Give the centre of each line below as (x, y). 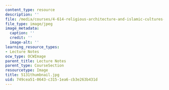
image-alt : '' (24, 42)
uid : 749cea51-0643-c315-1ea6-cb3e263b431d (52, 79)
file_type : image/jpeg (29, 24)
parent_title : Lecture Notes (36, 61)
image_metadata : (22, 28)
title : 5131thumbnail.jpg (32, 75)
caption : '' (22, 33)
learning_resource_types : (32, 47)
